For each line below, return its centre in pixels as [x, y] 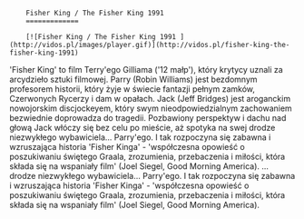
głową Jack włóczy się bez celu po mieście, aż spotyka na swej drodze [142, 128]
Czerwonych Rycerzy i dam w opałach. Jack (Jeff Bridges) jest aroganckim [150, 99]
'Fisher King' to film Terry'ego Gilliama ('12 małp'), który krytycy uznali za [146, 70]
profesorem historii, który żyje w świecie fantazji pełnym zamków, [132, 89]
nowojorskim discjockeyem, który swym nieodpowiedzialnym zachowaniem [151, 108]
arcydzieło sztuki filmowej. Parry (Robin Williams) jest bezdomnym [133, 79]
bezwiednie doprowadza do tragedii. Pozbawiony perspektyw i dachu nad [148, 118]
